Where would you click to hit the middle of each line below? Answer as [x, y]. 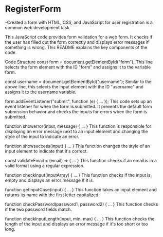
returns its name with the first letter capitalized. [52, 195]
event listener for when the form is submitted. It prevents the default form [79, 106]
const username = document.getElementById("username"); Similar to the [78, 82]
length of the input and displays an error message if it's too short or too [77, 224]
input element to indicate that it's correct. [46, 151]
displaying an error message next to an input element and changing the [77, 131]
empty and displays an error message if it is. [49, 180]
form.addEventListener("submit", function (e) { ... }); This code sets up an [79, 101]
